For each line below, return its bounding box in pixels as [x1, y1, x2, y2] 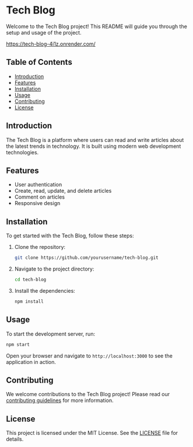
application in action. [6, 358, 57, 365]
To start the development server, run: [6, 330, 95, 337]
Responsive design [14, 200, 61, 207]
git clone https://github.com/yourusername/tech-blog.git [14, 255, 159, 261]
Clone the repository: [14, 244, 66, 251]
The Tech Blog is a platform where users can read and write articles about [6, 136, 184, 143]
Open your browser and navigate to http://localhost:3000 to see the [6, 352, 173, 359]
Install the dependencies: [14, 287, 76, 294]
